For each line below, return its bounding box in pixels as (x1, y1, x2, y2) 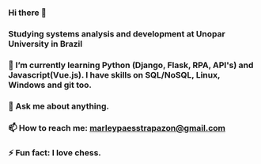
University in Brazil (8, 38, 83, 49)
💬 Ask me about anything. (8, 101, 109, 112)
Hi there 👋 (8, 7, 47, 18)
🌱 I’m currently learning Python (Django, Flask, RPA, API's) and (8, 59, 254, 71)
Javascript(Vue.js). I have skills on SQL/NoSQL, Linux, (8, 69, 221, 80)
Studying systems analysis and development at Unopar (8, 28, 225, 39)
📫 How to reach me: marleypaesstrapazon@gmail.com (8, 122, 225, 133)
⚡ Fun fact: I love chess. (8, 147, 101, 158)
